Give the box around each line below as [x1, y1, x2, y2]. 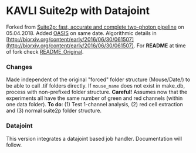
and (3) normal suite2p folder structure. [6, 107, 102, 114]
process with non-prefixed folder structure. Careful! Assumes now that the [6, 89, 188, 96]
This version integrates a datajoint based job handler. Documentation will [6, 135, 183, 142]
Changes [6, 62, 33, 71]
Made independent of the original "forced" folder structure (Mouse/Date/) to [6, 76, 191, 83]
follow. [6, 141, 22, 148]
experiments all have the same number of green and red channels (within [6, 95, 183, 102]
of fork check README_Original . [6, 48, 84, 55]
